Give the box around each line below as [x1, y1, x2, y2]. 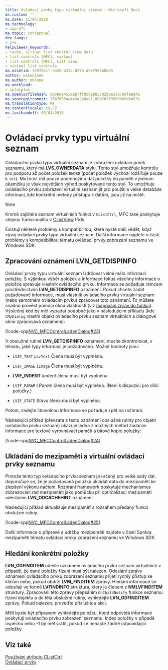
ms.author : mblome [5, 78, 44, 83]
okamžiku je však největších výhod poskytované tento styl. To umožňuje [5, 181, 155, 187]
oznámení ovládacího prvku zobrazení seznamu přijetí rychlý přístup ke [5, 573, 153, 579]
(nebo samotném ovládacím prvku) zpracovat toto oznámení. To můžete [5, 297, 154, 303]
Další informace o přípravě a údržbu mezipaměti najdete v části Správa [5, 529, 152, 535]
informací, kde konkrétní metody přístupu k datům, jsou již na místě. [5, 191, 145, 197]
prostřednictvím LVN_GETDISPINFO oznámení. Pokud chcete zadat [5, 286, 144, 292]
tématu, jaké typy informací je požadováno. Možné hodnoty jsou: [5, 343, 139, 349]
